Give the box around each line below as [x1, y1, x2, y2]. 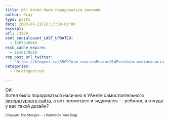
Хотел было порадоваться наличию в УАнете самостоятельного [5, 92, 144, 98]
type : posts [5, 17, 30, 22]
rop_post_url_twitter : [5, 54, 53, 60]
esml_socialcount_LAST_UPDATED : [5, 36, 73, 41]
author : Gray [5, 12, 33, 17]
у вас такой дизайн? [5, 103, 49, 109]
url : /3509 [5, 31, 28, 36]
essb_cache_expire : [5, 45, 47, 50]
